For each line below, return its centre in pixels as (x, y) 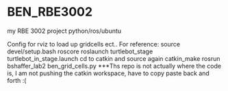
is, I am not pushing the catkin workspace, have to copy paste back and (109, 73)
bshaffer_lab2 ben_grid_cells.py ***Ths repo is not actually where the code (114, 66)
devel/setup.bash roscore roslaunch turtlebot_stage (80, 51)
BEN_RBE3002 (50, 12)
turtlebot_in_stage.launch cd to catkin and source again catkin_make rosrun (114, 58)
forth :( (17, 80)
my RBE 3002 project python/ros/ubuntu (64, 31)
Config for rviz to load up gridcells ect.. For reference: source (93, 44)
